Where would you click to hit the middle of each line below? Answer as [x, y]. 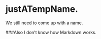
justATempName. [42, 9]
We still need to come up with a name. [44, 23]
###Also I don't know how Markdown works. [51, 32]
